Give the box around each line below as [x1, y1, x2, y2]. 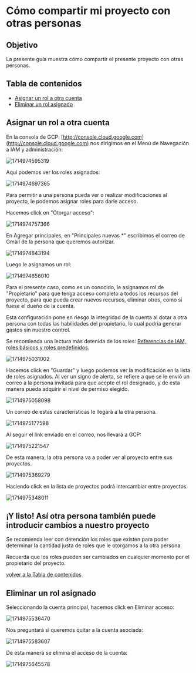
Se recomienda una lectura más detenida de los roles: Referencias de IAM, [6, 337, 187, 344]
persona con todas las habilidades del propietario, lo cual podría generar [6, 320, 182, 327]
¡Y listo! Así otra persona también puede [6, 511, 156, 521]
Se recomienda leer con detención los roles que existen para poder [6, 536, 169, 543]
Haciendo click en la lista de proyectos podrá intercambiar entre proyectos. [6, 483, 188, 490]
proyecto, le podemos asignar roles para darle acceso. [6, 197, 138, 205]
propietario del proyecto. [6, 560, 66, 567]
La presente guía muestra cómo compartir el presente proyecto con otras [6, 56, 184, 62]
